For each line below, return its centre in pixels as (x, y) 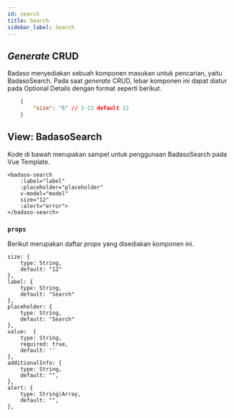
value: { (22, 331)
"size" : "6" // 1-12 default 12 (81, 108)
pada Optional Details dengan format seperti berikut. (85, 88)
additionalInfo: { (35, 363)
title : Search (29, 21)
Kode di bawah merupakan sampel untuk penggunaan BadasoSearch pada (117, 154)
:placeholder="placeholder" (62, 187)
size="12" (35, 200)
